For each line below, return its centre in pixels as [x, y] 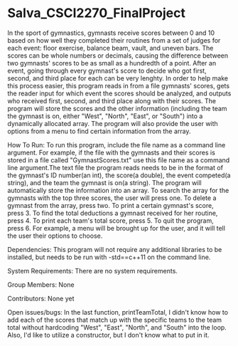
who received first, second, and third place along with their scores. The [112, 100]
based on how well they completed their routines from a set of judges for [114, 40]
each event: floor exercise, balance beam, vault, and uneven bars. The [110, 48]
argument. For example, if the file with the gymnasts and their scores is [111, 152]
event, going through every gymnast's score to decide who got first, [107, 70]
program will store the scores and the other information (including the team [117, 108]
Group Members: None [41, 284]
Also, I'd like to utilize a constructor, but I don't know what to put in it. [108, 335]
